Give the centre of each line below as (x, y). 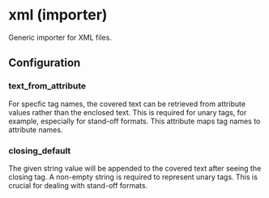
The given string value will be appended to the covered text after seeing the (135, 168)
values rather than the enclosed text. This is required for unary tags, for (128, 112)
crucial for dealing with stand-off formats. (78, 185)
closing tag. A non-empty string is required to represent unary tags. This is (133, 177)
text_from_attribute (47, 86)
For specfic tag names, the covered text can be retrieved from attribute (127, 104)
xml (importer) (58, 15)
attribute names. (36, 129)
